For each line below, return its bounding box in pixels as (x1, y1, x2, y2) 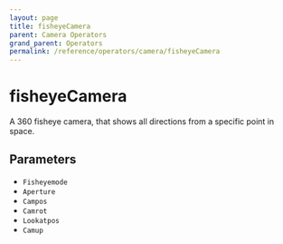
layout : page (9, 13, 59, 23)
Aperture (22, 187, 56, 196)
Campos (22, 197, 48, 206)
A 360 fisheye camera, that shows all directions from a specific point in (9, 116, 275, 127)
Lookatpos (22, 216, 61, 225)
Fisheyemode (22, 178, 68, 187)
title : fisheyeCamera (9, 22, 91, 31)
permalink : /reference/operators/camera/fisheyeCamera (9, 47, 221, 56)
